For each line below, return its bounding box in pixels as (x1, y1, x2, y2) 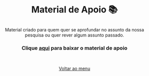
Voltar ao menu (58, 65, 90, 71)
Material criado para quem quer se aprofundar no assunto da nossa (4, 27, 144, 33)
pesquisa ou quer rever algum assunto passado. (24, 32, 124, 38)
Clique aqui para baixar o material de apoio (21, 44, 128, 51)
